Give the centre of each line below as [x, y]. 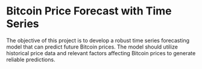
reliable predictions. [31, 59]
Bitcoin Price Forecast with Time [89, 11]
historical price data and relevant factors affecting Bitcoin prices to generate [101, 53]
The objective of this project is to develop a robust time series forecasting [98, 40]
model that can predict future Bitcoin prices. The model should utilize [92, 47]
